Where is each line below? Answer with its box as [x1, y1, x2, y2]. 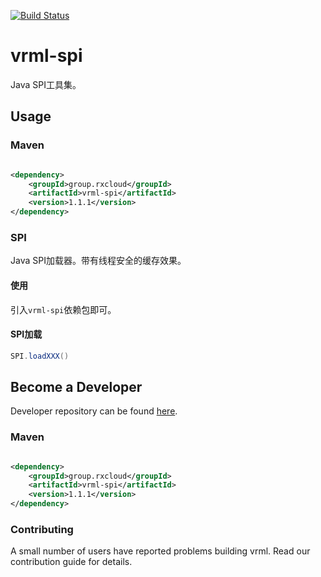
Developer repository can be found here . [10, 405, 178, 417]
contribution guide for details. [10, 556, 133, 568]
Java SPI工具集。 [10, 78, 82, 90]
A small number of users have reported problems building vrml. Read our [10, 545, 311, 557]
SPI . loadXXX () [10, 351, 70, 361]
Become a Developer [10, 378, 143, 395]
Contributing [10, 522, 74, 536]
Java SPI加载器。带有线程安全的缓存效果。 [10, 255, 187, 267]
